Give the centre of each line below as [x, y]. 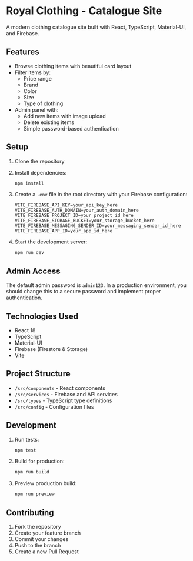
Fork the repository [38, 527]
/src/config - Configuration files [54, 406]
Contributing [30, 512]
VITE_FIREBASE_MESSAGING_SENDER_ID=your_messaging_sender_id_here [98, 226]
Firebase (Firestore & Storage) [51, 349]
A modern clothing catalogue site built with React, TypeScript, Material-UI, [96, 27]
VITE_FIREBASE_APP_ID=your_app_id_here [64, 231]
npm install [29, 183]
